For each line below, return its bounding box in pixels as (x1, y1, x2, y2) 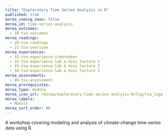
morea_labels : (5, 96, 35, 101)
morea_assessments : (5, 73, 46, 78)
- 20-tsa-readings (10, 40, 49, 45)
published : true (5, 12, 39, 17)
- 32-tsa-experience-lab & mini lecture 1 (10, 59, 100, 64)
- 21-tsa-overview (10, 45, 49, 50)
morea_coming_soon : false (5, 17, 59, 22)
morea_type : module (5, 87, 46, 92)
